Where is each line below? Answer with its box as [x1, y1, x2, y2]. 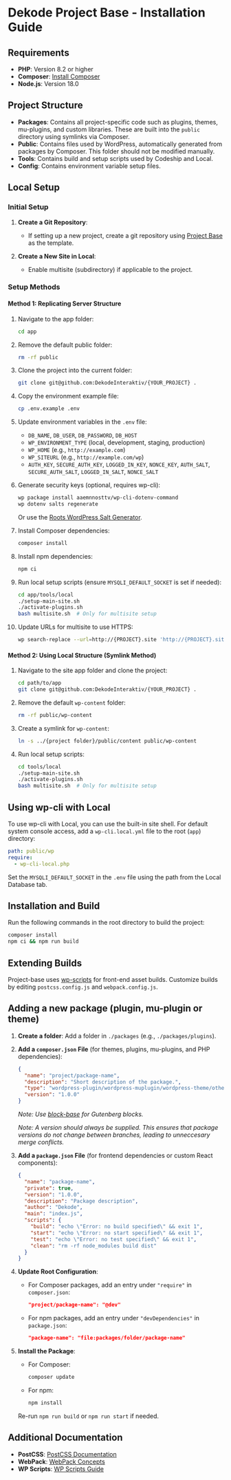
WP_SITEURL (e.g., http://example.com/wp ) [27, 453, 144, 462]
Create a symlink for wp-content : [17, 724, 109, 732]
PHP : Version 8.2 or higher [17, 65, 93, 73]
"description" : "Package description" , [24, 1197, 139, 1205]
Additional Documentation [8, 1432, 123, 1444]
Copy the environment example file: [17, 392, 119, 400]
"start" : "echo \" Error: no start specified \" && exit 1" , [30, 1230, 203, 1236]
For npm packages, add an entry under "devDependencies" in [27, 1314, 200, 1322]
